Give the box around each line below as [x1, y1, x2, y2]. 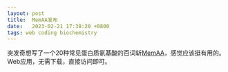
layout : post [7, 10, 45, 17]
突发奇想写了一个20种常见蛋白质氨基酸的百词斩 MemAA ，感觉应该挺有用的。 [7, 49, 225, 57]
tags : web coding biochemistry [7, 29, 97, 36]
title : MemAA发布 [7, 16, 58, 23]
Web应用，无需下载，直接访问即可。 [7, 58, 111, 66]
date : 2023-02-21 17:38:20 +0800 [7, 23, 110, 29]
